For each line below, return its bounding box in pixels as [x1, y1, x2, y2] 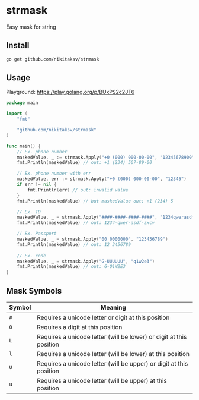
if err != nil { [17, 182, 57, 188]
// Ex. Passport [17, 231, 57, 237]
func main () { [6, 143, 41, 149]
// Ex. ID [17, 209, 41, 215]
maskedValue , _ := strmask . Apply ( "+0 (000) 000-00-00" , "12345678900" [17, 154, 195, 160]
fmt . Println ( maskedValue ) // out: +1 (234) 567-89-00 [17, 160, 152, 166]
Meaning [100, 304, 126, 311]
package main [6, 100, 38, 106]
